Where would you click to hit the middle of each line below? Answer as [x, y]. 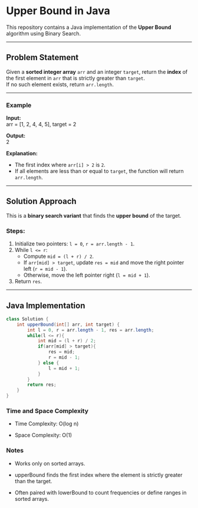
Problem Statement [42, 58]
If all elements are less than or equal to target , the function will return [99, 171]
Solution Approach [41, 201]
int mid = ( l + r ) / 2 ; [67, 341]
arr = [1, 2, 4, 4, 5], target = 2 [41, 124]
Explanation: [22, 153]
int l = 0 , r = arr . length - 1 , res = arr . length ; [91, 330]
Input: [14, 118]
